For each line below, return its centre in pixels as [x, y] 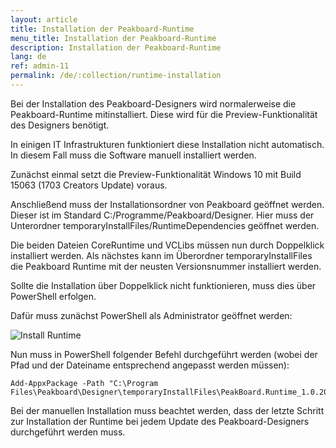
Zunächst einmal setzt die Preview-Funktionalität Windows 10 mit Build [156, 174]
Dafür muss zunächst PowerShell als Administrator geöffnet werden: [151, 315]
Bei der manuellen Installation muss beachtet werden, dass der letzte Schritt [167, 410]
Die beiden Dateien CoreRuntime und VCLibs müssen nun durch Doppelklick [167, 245]
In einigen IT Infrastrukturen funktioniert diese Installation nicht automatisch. [167, 144]
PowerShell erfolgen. [53, 296]
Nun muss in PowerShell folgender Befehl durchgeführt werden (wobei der [164, 354]
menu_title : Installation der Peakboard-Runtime [113, 38]
